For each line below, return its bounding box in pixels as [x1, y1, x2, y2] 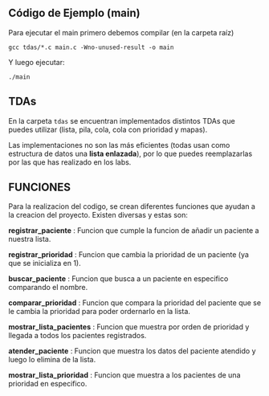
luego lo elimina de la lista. [8, 355, 96, 365]
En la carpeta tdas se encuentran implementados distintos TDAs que [8, 116, 235, 125]
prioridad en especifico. [8, 379, 88, 389]
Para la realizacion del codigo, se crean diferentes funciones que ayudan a [8, 202, 255, 211]
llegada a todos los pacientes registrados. [8, 331, 147, 341]
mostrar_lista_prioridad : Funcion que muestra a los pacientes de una [8, 370, 241, 380]
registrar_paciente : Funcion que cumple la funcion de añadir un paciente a [8, 226, 259, 235]
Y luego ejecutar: [8, 57, 65, 67]
